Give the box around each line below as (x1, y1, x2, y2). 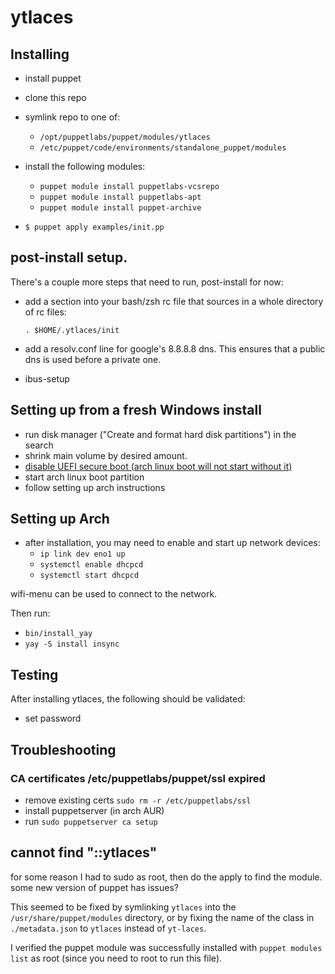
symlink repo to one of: (24, 111, 121, 123)
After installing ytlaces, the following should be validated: (10, 693, 246, 705)
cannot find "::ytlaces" (10, 844, 158, 861)
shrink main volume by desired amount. (24, 449, 188, 461)
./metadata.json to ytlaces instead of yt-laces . (10, 922, 207, 934)
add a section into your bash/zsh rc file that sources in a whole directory (24, 295, 324, 307)
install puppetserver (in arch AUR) (24, 804, 165, 816)
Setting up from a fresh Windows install (10, 402, 262, 419)
